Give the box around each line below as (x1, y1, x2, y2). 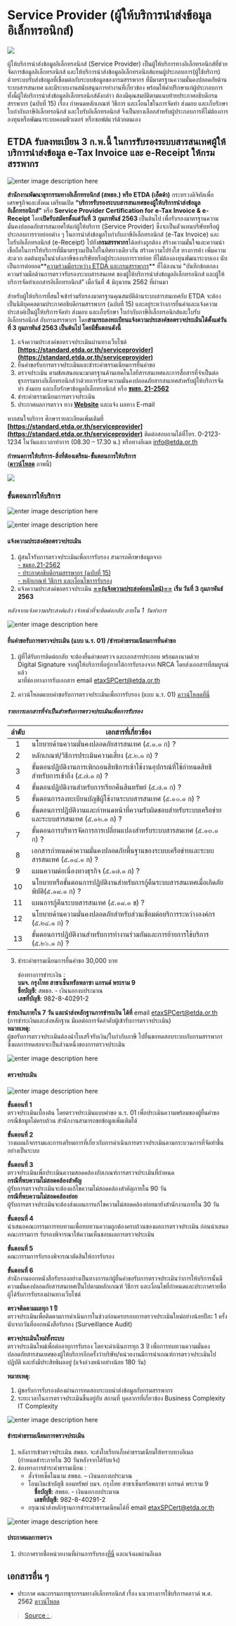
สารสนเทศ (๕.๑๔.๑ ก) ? (31, 855, 98, 864)
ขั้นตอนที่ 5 (7, 1244, 34, 1252)
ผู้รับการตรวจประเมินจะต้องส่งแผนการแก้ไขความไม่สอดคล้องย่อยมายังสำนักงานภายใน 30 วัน (7, 1199, 220, 1209)
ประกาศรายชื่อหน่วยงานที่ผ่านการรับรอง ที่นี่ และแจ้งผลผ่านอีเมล (17, 1550, 162, 1558)
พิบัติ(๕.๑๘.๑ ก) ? (31, 886, 81, 896)
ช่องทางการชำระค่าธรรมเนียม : (17, 1463, 86, 1472)
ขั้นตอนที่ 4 (7, 1214, 34, 1223)
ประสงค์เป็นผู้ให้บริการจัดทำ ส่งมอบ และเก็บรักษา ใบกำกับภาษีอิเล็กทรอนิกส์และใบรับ (7, 307, 200, 316)
